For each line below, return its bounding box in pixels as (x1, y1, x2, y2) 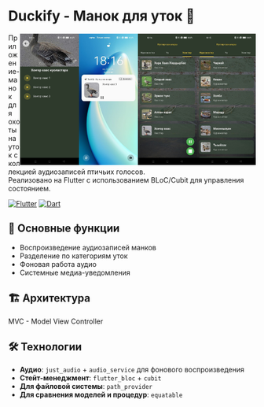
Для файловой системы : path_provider (19, 382, 153, 391)
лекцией (8, 167, 37, 176)
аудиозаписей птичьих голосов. (38, 167, 145, 176)
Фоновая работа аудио (19, 259, 97, 268)
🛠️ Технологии (8, 340, 82, 353)
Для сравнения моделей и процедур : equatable (19, 390, 183, 400)
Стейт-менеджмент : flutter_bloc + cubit (19, 373, 162, 383)
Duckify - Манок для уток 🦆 (8, 7, 195, 25)
